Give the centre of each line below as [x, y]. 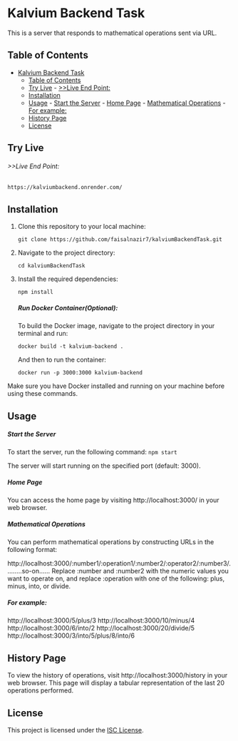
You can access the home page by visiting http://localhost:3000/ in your [113, 500]
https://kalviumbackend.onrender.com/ [65, 188]
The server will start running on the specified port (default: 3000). [104, 466]
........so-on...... [29, 571]
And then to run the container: [62, 360]
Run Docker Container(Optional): [68, 307]
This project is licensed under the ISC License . [76, 730]
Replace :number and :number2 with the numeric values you [140, 571]
